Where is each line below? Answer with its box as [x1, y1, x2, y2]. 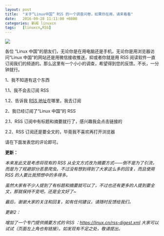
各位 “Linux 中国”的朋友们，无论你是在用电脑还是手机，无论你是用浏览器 [5, 48, 150, 54]
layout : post [5, 7, 32, 12]
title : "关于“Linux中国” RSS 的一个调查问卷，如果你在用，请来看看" [5, 12, 133, 17]
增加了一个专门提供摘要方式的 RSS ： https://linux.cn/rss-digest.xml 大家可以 [5, 220, 159, 226]
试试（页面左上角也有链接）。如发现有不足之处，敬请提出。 [5, 226, 123, 232]
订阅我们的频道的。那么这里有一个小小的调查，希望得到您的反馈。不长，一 [5, 60, 155, 66]
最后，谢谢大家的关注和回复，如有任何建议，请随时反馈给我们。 [5, 199, 133, 205]
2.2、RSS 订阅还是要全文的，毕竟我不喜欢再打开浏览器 [5, 129, 116, 135]
